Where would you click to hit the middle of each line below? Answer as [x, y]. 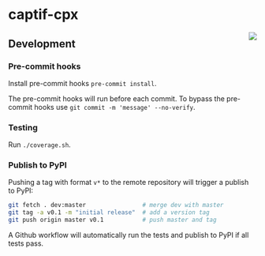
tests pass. [26, 243]
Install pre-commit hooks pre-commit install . [82, 83]
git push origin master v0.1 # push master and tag [112, 220]
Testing [23, 127]
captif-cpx [43, 15]
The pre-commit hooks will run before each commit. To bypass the [116, 98]
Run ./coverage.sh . [39, 145]
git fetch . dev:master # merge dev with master [116, 205]
